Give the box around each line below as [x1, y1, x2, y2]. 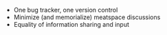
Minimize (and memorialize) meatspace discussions [13, 13, 161, 21]
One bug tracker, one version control [13, 6, 118, 14]
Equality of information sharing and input [13, 21, 129, 28]
